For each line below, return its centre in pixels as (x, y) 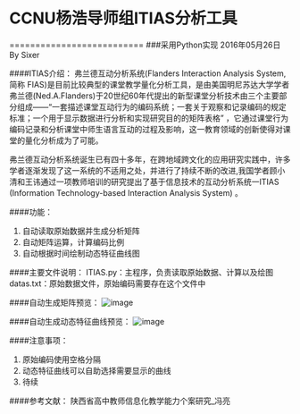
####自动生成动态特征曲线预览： (70, 321)
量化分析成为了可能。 (64, 140)
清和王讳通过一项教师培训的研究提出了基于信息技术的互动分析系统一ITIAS (144, 182)
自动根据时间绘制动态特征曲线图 (81, 253)
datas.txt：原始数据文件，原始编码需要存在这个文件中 (108, 283)
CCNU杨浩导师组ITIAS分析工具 (124, 18)
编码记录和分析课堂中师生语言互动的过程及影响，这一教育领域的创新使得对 (146, 129)
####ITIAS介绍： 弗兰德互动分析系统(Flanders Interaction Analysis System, (148, 73)
